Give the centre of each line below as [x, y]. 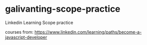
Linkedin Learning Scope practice [39, 22]
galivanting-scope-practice [63, 9]
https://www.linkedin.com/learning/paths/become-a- [88, 32]
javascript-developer [26, 37]
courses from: [19, 32]
